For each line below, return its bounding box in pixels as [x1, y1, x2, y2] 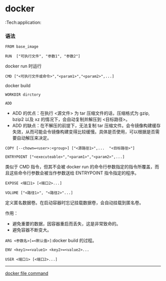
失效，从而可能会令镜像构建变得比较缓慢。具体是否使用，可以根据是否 [12, 129, 156, 135]
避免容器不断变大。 [12, 227, 52, 233]
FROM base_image [5, 44, 39, 50]
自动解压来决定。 [16, 135, 52, 141]
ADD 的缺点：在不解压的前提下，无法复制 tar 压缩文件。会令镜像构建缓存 [12, 122, 161, 129]
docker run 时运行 [5, 63, 42, 69]
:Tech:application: [5, 19, 41, 25]
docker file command [5, 271, 48, 277]
